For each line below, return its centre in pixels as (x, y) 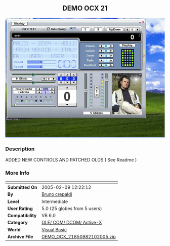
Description (20, 149)
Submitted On (22, 187)
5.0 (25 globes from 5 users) (72, 208)
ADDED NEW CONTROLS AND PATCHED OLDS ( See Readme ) (71, 160)
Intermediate (55, 201)
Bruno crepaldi (57, 194)
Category (17, 223)
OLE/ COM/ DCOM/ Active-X (72, 223)
